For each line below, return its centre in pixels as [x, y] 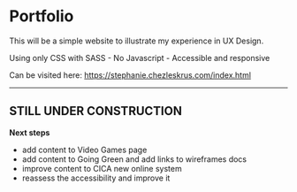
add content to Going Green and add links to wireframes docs [134, 159]
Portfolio [42, 16]
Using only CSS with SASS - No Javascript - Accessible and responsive [140, 58]
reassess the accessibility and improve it [96, 178]
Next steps [30, 132]
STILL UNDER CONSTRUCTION [96, 111]
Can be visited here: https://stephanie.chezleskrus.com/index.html [130, 75]
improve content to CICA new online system [102, 168]
